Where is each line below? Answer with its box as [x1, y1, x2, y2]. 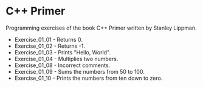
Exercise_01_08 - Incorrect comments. [14, 62, 111, 69]
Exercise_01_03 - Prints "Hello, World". [14, 48, 111, 56]
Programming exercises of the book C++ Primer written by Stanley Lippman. [5, 24, 197, 31]
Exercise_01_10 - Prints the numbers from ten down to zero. [14, 74, 163, 82]
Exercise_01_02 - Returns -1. [14, 42, 86, 50]
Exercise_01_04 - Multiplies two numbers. [14, 55, 119, 62]
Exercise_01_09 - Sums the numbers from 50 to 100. [14, 68, 145, 75]
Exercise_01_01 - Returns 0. [14, 36, 83, 43]
